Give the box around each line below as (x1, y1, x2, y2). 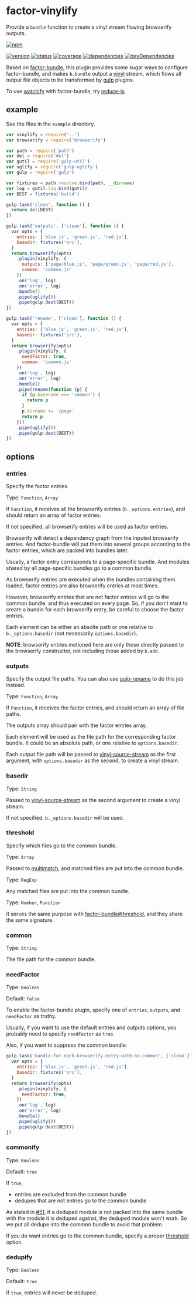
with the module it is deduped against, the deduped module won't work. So (6, 1215, 187, 1222)
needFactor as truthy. (6, 1013, 57, 1020)
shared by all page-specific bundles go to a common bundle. (6, 564, 153, 571)
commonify (6, 1143, 40, 1151)
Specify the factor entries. (6, 482, 69, 489)
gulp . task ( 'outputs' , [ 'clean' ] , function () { (6, 223, 125, 229)
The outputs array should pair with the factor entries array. (6, 722, 147, 729)
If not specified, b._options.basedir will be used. (6, 814, 125, 821)
